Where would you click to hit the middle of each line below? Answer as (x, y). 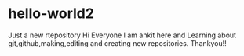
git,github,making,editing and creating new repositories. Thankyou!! (118, 43)
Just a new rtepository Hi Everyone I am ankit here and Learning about (122, 35)
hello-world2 (51, 14)
